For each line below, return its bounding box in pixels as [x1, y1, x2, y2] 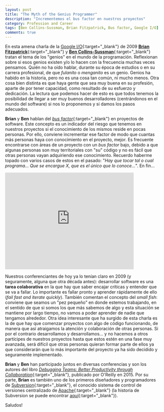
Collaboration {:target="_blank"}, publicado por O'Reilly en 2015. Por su [5, 372, 148, 378]
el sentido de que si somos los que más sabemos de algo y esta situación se [5, 305, 160, 310]
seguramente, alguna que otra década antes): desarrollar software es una [5, 279, 154, 284]
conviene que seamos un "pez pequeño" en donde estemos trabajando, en [5, 299, 157, 305]
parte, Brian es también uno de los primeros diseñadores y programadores [5, 377, 156, 383]
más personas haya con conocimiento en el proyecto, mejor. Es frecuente [5, 137, 154, 143]
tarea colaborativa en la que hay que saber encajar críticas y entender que [5, 284, 157, 290]
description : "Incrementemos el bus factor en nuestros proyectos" [5, 16, 146, 21]
